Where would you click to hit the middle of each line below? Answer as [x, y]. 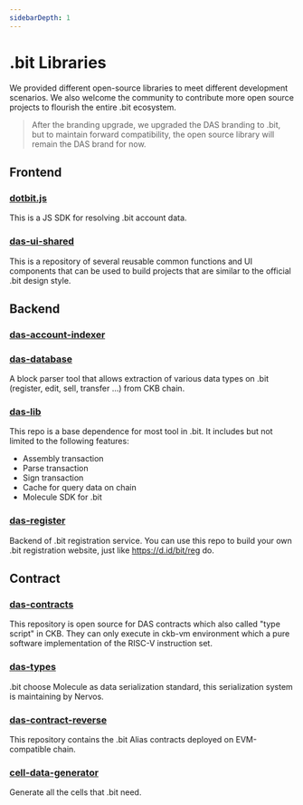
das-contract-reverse [58, 720]
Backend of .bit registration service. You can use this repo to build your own [151, 540]
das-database [41, 359]
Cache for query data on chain [80, 488]
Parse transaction [55, 469]
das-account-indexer [57, 335]
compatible [30, 750]
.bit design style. [40, 280]
